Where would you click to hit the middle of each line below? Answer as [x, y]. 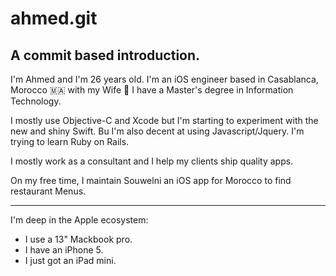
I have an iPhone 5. [64, 250]
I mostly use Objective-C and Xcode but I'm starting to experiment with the [164, 120]
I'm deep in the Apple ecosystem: [79, 220]
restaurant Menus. [48, 191]
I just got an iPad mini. [70, 260]
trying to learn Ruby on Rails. [70, 141]
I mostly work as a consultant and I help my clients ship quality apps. [152, 161]
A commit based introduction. [105, 55]
